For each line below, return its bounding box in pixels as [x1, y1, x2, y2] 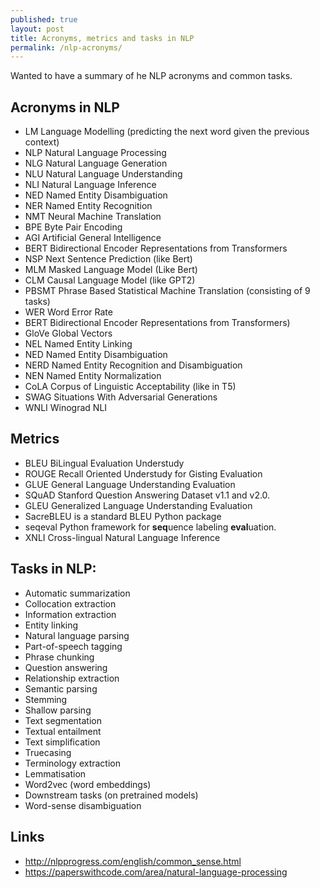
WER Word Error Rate [24, 306, 113, 318]
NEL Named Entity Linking [24, 338, 133, 350]
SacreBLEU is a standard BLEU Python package [24, 510, 222, 522]
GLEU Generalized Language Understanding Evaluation [24, 499, 253, 511]
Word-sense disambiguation [24, 799, 142, 811]
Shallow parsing [24, 704, 92, 716]
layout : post [10, 24, 65, 34]
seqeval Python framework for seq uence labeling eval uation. [24, 521, 277, 533]
